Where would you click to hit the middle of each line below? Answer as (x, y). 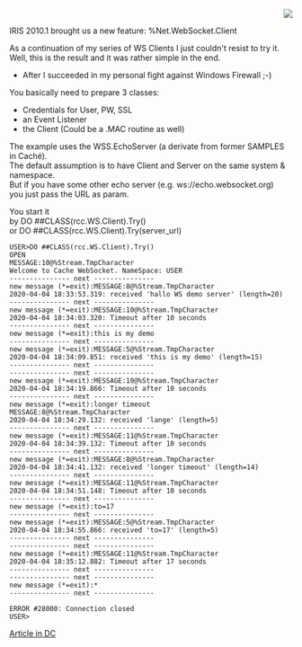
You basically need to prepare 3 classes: (84, 93)
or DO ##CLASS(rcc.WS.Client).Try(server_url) (96, 230)
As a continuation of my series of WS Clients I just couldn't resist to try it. (145, 48)
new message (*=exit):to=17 (62, 507)
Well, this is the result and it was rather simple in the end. (115, 58)
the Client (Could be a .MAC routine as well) (103, 129)
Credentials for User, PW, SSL (77, 110)
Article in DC (33, 633)
